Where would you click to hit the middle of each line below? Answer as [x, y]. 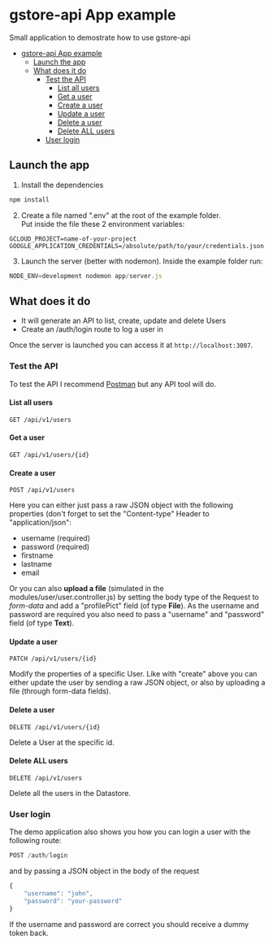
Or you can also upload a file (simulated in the [87, 589]
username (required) [56, 538]
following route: [35, 841]
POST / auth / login [39, 855]
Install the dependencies [62, 185]
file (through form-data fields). [61, 691]
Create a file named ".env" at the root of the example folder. [121, 215]
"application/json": [40, 523]
